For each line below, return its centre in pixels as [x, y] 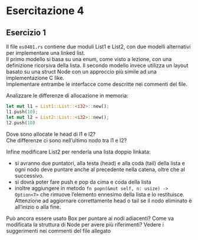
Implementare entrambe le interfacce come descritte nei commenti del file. [97, 84]
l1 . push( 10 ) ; [22, 112]
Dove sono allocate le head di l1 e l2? [51, 134]
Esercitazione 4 [45, 11]
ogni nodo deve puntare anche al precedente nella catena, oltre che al [100, 169]
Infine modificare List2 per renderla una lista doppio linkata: [78, 152]
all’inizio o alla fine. [38, 206]
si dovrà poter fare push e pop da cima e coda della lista [83, 182]
